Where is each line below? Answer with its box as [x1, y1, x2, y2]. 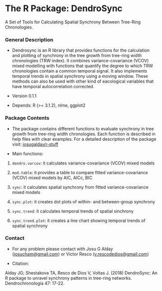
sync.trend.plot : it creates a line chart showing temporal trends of [12, 218, 146, 223]
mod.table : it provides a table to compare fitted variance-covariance [12, 169, 148, 175]
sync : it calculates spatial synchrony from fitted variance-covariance [12, 184, 149, 190]
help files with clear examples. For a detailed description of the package [12, 136, 157, 142]
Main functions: [12, 150, 44, 156]
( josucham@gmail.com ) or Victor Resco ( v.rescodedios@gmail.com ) [12, 251, 149, 257]
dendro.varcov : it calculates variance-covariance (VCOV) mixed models [12, 160, 155, 166]
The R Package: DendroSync [5, 3, 123, 14]
